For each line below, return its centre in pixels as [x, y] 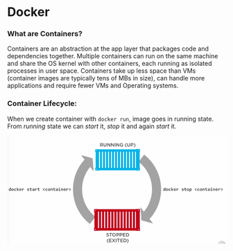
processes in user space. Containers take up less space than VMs [102, 71]
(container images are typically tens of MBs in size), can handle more [106, 78]
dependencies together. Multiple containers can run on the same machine [113, 56]
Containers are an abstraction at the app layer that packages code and [108, 49]
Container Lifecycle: [42, 103]
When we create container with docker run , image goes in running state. [110, 119]
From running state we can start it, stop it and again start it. [92, 126]
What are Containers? [45, 34]
